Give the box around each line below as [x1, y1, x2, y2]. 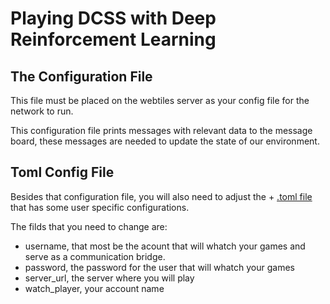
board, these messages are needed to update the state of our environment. [10, 135, 320, 147]
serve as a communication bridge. [24, 250, 166, 262]
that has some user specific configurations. [10, 201, 190, 213]
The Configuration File [10, 68, 153, 85]
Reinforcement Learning [10, 28, 217, 51]
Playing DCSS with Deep [10, 7, 217, 30]
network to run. [10, 105, 74, 117]
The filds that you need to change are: [10, 220, 168, 232]
